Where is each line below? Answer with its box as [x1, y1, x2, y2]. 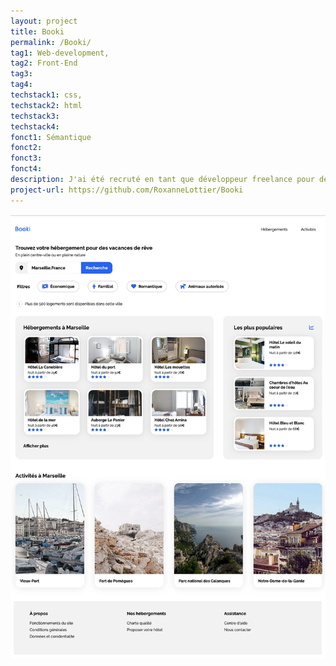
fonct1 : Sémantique [10, 132, 92, 142]
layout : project [10, 16, 78, 26]
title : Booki [10, 26, 65, 37]
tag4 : [10, 80, 33, 90]
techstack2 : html [10, 100, 83, 110]
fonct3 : [10, 153, 43, 164]
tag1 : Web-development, [10, 48, 110, 58]
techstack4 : [10, 121, 60, 132]
